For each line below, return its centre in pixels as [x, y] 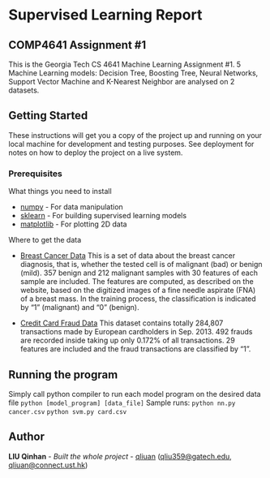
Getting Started [48, 116]
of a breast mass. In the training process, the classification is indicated [138, 299]
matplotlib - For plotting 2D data [73, 224]
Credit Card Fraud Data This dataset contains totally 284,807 [122, 323]
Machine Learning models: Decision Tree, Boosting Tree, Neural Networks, [133, 73]
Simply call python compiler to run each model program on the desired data [135, 394]
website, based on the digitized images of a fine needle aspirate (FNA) [138, 291]
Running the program [63, 375]
